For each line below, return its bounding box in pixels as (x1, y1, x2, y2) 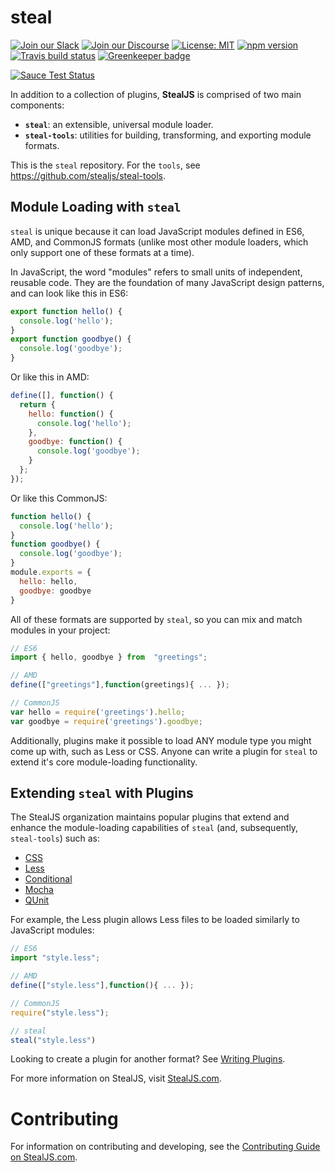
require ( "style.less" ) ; (10, 1007, 110, 1018)
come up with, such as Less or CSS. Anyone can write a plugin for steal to (10, 745, 318, 757)
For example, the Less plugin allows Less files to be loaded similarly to (10, 914, 300, 926)
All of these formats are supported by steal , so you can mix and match (10, 613, 303, 625)
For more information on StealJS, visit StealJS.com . (10, 1072, 222, 1085)
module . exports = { (10, 567, 92, 577)
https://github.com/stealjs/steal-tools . (10, 169, 167, 181)
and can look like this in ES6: (10, 287, 129, 299)
